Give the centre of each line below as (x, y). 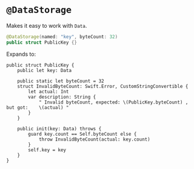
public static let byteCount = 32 (61, 81)
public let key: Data (44, 70)
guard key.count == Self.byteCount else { (82, 134)
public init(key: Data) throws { (59, 128)
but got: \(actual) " (38, 107)
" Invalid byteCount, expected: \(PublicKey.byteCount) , (113, 102)
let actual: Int (48, 91)
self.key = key (47, 150)
